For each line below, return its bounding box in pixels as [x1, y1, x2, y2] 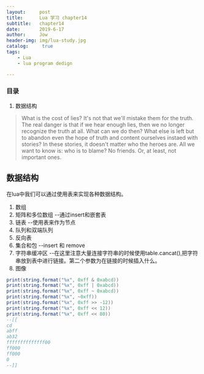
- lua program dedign [17, 60, 72, 66]
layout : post [6, 9, 51, 15]
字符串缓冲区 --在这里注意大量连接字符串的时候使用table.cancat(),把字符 [15, 249, 198, 256]
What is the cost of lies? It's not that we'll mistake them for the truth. [21, 114, 194, 121]
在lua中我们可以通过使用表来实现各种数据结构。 [6, 190, 127, 197]
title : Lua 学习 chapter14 [6, 15, 87, 21]
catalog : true [6, 44, 53, 50]
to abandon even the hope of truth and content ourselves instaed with [21, 134, 198, 141]
